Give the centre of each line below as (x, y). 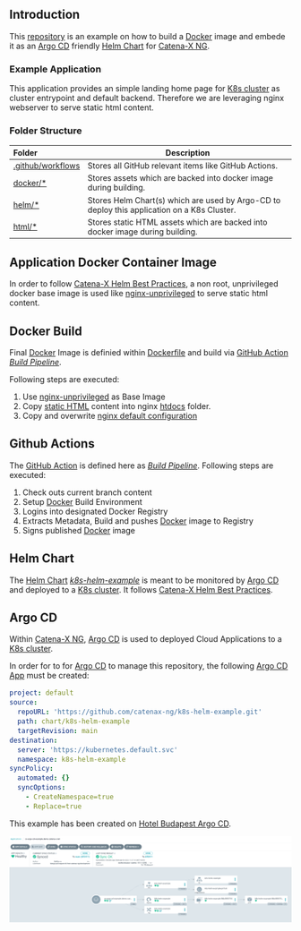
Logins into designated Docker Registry (95, 511)
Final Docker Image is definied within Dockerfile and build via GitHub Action (149, 353)
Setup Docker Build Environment (82, 501)
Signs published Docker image (79, 530)
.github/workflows (47, 166)
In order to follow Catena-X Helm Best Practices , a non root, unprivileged (144, 284)
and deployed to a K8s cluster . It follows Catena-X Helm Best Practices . (141, 589)
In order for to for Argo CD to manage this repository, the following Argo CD (149, 666)
